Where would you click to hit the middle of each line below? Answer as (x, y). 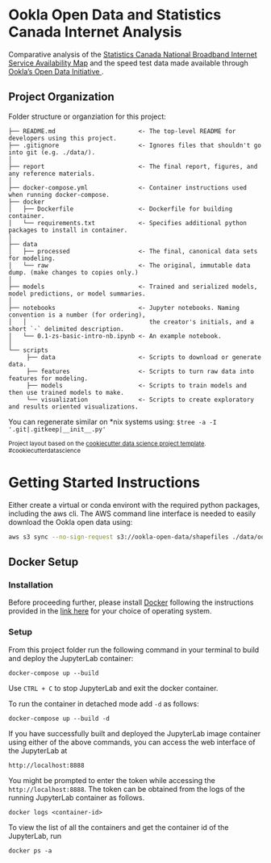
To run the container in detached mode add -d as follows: (104, 703)
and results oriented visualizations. (73, 406)
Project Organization (61, 97)
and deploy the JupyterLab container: (71, 658)
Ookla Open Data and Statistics (115, 15)
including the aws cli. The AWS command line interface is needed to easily (132, 513)
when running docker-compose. (59, 195)
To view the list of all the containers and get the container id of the (119, 827)
